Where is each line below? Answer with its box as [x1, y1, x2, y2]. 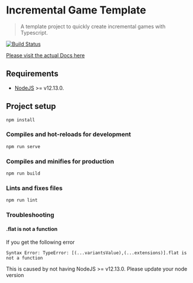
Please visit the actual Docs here [6, 52, 85, 59]
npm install [6, 117, 35, 123]
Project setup [6, 101, 57, 111]
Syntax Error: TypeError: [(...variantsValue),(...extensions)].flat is [6, 250, 187, 255]
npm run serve [6, 144, 41, 149]
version [6, 271, 25, 278]
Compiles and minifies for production [6, 157, 114, 165]
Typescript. [20, 29, 48, 36]
